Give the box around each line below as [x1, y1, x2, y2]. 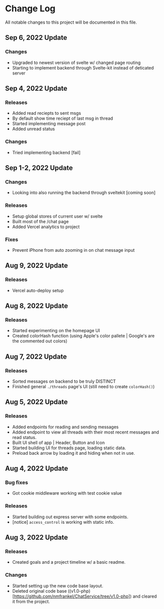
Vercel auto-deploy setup [12, 287, 64, 293]
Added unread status [12, 126, 55, 132]
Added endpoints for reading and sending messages [12, 424, 119, 430]
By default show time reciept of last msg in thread [12, 115, 113, 121]
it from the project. [12, 598, 50, 604]
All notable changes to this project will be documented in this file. [5, 19, 137, 25]
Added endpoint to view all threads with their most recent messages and [12, 429, 160, 435]
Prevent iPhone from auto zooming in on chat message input [12, 247, 135, 253]
